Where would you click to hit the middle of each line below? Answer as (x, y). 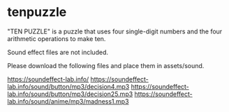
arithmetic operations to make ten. (57, 38)
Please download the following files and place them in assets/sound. (106, 65)
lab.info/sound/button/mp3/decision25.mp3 (70, 94)
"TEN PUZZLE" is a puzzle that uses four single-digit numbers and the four (115, 31)
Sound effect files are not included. (58, 52)
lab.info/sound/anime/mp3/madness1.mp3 (68, 101)
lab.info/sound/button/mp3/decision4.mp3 (68, 86)
